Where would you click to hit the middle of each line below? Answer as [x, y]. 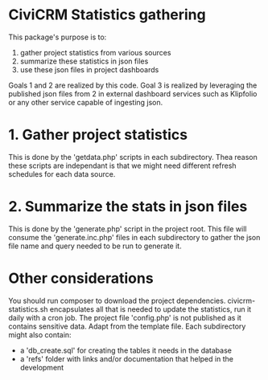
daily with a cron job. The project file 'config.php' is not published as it [125, 317]
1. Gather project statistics [98, 135]
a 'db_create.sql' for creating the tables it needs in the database [126, 350]
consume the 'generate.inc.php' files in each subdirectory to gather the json [134, 237]
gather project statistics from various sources [95, 52]
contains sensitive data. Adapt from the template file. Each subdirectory [127, 326]
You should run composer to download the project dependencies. [117, 300]
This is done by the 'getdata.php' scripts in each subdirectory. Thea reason [133, 157]
